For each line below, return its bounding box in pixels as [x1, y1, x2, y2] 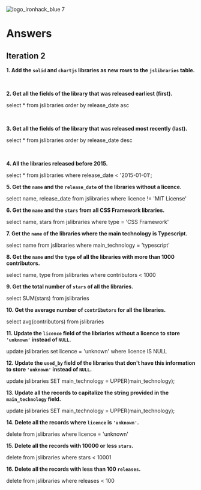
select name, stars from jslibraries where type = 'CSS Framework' [6, 219, 169, 225]
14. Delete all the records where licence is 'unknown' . [6, 419, 139, 426]
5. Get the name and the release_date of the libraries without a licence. [6, 184, 182, 190]
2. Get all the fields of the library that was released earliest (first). [6, 90, 173, 97]
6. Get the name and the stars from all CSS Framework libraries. [6, 206, 165, 214]
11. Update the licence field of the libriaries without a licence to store [6, 330, 180, 336]
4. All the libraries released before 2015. [6, 160, 108, 167]
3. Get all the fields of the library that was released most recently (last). [6, 125, 188, 132]
